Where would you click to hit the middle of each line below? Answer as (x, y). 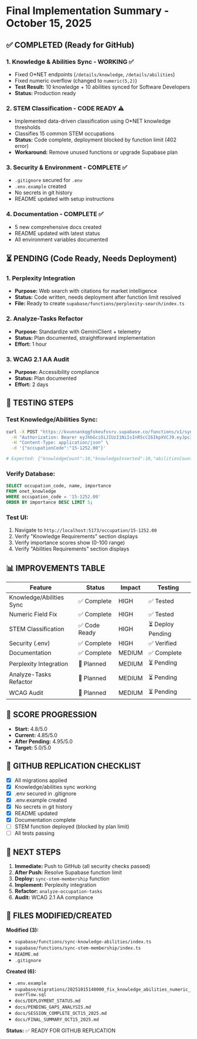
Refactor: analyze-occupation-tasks (58, 891)
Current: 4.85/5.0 (36, 735)
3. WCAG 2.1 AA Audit (38, 359)
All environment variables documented (61, 239)
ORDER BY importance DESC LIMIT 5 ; (50, 502)
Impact (130, 588)
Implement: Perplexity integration (55, 885)
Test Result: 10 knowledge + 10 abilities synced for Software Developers (102, 87)
